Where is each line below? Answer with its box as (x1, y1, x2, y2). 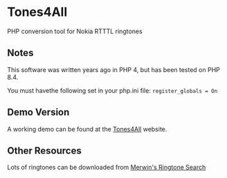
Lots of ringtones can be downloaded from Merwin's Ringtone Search (7, 163, 206, 172)
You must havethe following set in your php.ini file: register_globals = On (7, 86, 218, 94)
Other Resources (7, 145, 82, 157)
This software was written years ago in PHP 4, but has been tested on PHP (7, 65, 220, 73)
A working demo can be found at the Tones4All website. (7, 125, 167, 133)
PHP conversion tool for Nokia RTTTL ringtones (7, 27, 143, 35)
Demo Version (7, 107, 70, 118)
